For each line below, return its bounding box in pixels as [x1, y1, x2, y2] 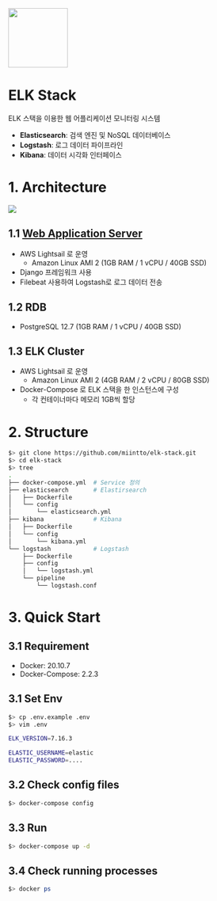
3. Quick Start [8, 609, 101, 626]
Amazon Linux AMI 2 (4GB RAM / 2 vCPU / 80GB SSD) [31, 375, 210, 385]
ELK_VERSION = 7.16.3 [8, 735, 73, 743]
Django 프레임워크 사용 [19, 267, 93, 276]
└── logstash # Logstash [8, 545, 129, 553]
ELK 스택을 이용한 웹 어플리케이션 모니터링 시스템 [8, 113, 161, 123]
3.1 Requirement [8, 640, 89, 653]
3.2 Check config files [8, 778, 120, 792]
